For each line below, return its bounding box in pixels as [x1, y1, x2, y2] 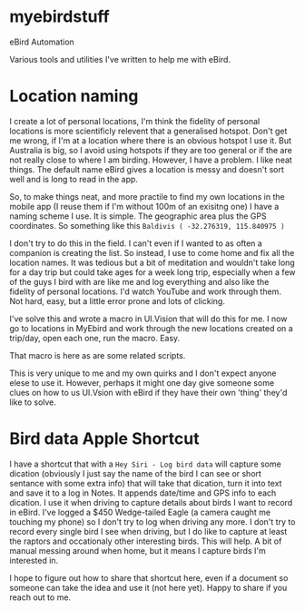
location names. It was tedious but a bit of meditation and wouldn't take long [9, 257, 295, 268]
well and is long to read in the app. [9, 173, 139, 184]
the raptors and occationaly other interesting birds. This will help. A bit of [9, 536, 282, 546]
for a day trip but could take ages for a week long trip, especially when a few [9, 266, 297, 278]
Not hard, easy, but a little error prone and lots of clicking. [9, 295, 225, 306]
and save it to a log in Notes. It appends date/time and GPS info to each [9, 487, 277, 498]
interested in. [9, 555, 59, 566]
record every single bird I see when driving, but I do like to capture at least [9, 526, 288, 536]
